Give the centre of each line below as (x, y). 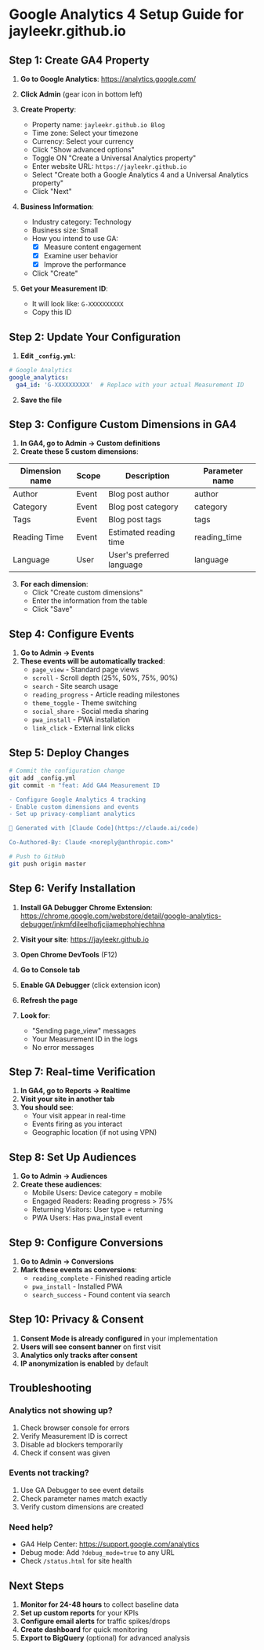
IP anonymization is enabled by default (84, 1363)
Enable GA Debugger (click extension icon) (90, 985)
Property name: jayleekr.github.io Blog (98, 124)
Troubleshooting (51, 1388)
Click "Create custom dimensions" (87, 593)
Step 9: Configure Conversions (86, 1242)
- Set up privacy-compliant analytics (72, 814)
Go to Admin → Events (57, 653)
